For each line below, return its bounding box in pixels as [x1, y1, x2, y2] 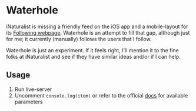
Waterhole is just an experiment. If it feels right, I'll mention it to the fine [6, 46, 180, 53]
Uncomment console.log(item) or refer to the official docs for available [14, 92, 188, 99]
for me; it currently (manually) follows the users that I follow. [6, 35, 152, 42]
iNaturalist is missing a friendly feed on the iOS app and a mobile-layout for [6, 23, 188, 30]
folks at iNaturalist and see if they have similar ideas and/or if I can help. [6, 53, 181, 60]
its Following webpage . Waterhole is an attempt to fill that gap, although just [6, 29, 190, 36]
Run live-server [14, 86, 52, 93]
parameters [14, 98, 43, 105]
